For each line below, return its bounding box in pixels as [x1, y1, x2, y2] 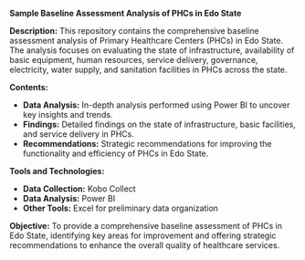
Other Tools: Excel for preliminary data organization [22, 203, 219, 213]
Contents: [9, 82, 48, 92]
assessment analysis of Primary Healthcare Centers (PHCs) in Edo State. [9, 36, 284, 46]
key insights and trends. [22, 109, 113, 120]
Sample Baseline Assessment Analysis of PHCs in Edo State [9, 8, 242, 18]
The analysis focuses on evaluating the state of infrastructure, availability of [9, 45, 295, 56]
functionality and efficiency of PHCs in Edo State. [22, 148, 209, 159]
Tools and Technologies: [9, 166, 105, 176]
